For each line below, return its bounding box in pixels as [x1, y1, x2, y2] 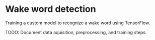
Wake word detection [5, 3, 97, 15]
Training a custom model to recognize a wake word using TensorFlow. [5, 20, 150, 26]
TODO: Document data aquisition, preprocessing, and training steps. [5, 29, 147, 35]
